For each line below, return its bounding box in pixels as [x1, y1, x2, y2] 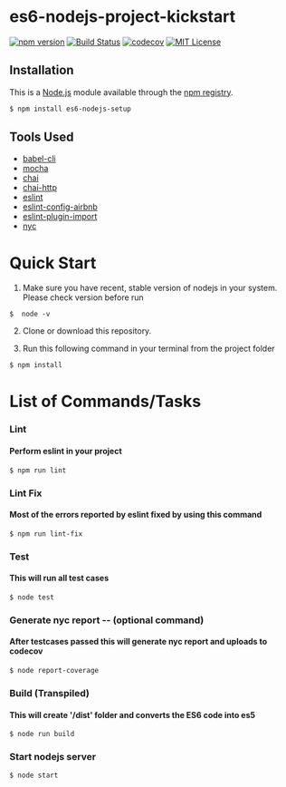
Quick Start [9, 252, 97, 273]
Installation [9, 63, 74, 78]
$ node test [9, 592, 54, 602]
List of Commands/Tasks [9, 391, 202, 412]
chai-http [22, 182, 57, 193]
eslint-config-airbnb [22, 201, 98, 212]
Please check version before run [22, 292, 145, 303]
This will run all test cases [9, 573, 110, 584]
